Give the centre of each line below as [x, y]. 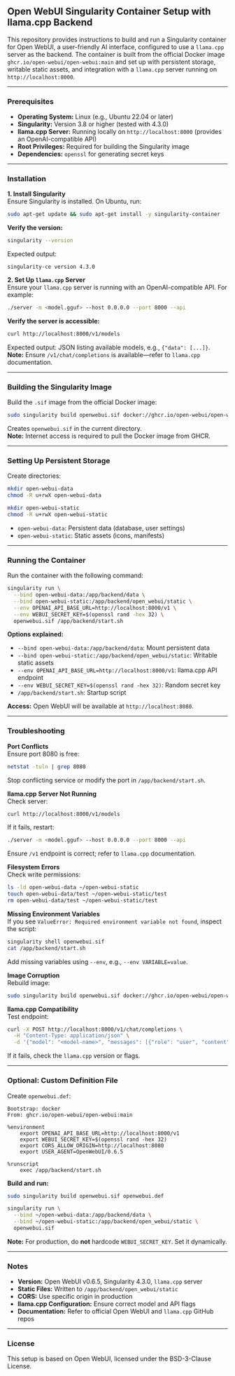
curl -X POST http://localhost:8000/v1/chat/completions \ [95, 1029]
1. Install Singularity [36, 194]
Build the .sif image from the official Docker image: [82, 402]
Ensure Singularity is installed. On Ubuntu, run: [74, 201]
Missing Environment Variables [54, 914]
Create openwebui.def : [39, 1096]
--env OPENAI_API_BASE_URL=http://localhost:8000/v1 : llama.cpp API [117, 670]
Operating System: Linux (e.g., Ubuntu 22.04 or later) [95, 117]
